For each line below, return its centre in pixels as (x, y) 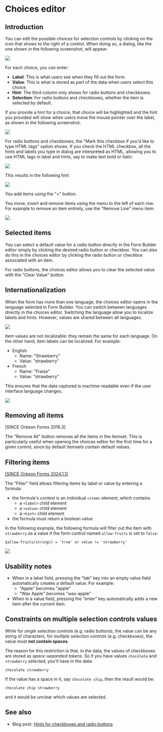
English (19, 350)
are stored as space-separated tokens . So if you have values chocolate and (81, 656)
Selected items (28, 233)
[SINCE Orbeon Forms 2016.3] (35, 427)
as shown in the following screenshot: (43, 122)
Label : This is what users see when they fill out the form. (69, 77)
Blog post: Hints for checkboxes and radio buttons (62, 724)
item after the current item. (39, 604)
